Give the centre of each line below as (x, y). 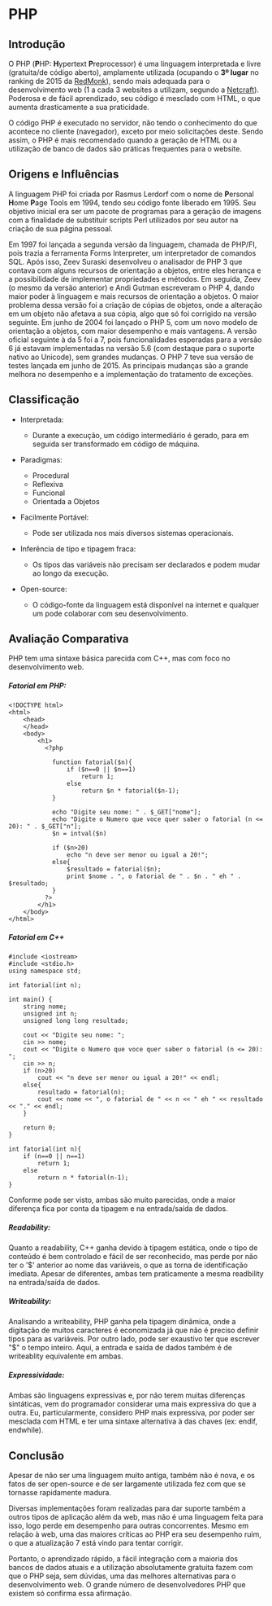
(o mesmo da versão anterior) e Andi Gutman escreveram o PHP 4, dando (132, 287)
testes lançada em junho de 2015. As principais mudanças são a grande (129, 365)
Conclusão (37, 1456)
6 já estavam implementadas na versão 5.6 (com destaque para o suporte (132, 348)
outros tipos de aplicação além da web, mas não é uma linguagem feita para (136, 1517)
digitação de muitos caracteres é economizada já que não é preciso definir (134, 1330)
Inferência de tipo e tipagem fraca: (78, 548)
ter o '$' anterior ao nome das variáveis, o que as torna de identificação (128, 1265)
